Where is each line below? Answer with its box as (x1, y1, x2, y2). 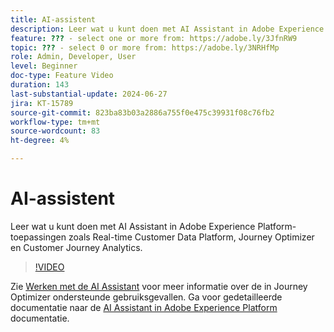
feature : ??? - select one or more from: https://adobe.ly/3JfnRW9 (10, 33, 298, 43)
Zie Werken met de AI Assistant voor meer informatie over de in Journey (10, 280, 308, 292)
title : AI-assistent (10, 14, 97, 25)
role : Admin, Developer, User (10, 52, 137, 62)
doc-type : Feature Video (10, 71, 114, 81)
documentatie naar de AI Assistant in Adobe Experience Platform (10, 301, 278, 313)
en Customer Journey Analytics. (10, 241, 143, 253)
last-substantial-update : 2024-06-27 (10, 89, 168, 99)
